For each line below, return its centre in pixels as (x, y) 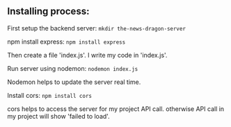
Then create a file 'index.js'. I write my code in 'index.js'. (87, 55)
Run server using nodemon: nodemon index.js (73, 68)
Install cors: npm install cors (50, 95)
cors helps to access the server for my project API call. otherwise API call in (116, 109)
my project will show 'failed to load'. (58, 116)
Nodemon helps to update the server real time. (74, 82)
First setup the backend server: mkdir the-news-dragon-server (97, 28)
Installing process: (48, 11)
